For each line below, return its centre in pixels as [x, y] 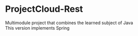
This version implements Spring [37, 28]
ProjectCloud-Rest [44, 9]
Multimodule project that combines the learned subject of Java [69, 23]
